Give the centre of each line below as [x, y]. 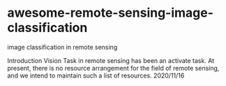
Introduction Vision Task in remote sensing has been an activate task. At [111, 60]
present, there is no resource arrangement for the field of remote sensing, [113, 68]
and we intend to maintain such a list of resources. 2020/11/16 [96, 76]
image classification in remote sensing [62, 47]
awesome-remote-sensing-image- [111, 13]
